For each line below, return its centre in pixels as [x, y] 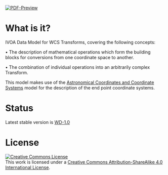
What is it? [28, 28]
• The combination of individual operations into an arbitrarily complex [78, 67]
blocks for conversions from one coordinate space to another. [70, 57]
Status [19, 108]
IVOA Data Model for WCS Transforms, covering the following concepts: [80, 42]
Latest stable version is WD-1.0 [37, 122]
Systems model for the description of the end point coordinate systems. [80, 88]
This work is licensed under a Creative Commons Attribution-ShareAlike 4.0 [84, 162]
